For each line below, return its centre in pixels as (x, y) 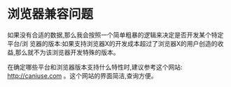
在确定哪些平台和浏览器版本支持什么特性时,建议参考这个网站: (95, 67)
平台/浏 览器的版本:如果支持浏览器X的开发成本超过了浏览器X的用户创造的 (113, 43)
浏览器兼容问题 (50, 14)
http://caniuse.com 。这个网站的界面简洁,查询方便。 (82, 76)
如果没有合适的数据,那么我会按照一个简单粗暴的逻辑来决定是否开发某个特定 (115, 35)
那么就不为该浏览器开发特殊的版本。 (68, 52)
